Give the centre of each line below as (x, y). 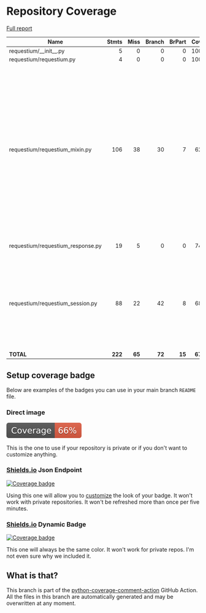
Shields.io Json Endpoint (44, 470)
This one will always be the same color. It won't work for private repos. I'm (100, 550)
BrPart (178, 42)
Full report (19, 28)
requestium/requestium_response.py (55, 246)
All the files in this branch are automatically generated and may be (90, 596)
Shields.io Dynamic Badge (46, 524)
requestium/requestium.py (42, 59)
